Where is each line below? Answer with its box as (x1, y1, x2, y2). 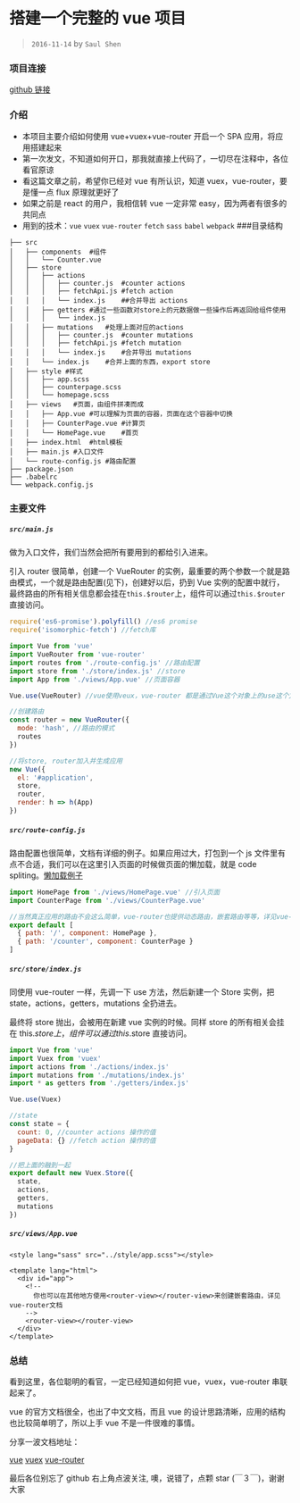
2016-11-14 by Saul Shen (30, 38, 121, 49)
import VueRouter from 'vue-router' (9, 650, 146, 659)
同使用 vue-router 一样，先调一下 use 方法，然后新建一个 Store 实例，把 (9, 986, 275, 997)
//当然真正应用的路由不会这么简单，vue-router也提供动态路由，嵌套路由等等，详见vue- (9, 912, 293, 921)
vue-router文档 (9, 1300, 63, 1309)
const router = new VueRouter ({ (9, 715, 129, 724)
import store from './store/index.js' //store (9, 666, 186, 675)
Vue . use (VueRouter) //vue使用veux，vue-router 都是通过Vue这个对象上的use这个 (9, 691, 289, 700)
